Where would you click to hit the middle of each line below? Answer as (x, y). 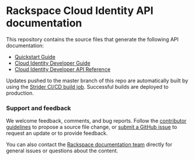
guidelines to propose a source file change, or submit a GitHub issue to (91, 127)
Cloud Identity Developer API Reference (63, 69)
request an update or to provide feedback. (57, 133)
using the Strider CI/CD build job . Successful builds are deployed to (87, 86)
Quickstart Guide (35, 57)
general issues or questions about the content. (62, 151)
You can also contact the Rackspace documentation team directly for (89, 145)
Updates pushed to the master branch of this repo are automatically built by (97, 81)
